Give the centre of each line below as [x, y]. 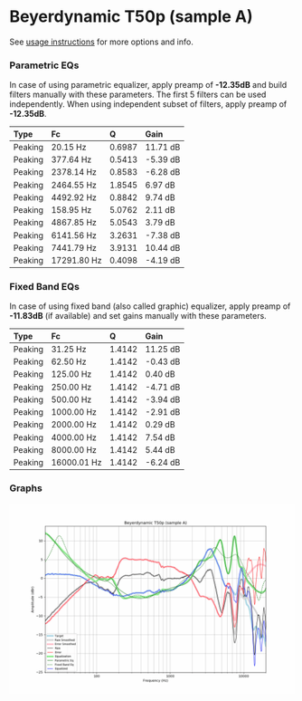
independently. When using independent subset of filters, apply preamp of [148, 104]
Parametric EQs [44, 65]
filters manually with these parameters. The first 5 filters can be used [138, 95]
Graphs [26, 488]
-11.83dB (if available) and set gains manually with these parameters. [138, 316]
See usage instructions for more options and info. [102, 42]
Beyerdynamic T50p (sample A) [131, 17]
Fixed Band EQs [44, 286]
